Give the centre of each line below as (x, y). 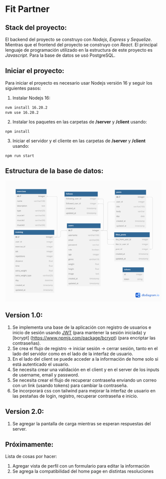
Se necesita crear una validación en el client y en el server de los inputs (86, 370)
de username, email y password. (46, 375)
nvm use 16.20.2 (22, 112)
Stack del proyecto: (36, 28)
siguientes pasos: (23, 88)
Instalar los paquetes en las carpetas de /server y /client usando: (80, 122)
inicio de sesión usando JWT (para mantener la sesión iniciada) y (79, 332)
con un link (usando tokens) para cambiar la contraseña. (70, 385)
